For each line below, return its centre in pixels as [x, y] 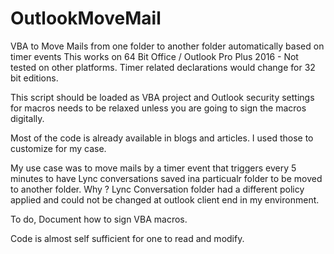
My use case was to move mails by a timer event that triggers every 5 [153, 168]
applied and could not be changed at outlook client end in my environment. [165, 199]
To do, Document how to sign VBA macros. [99, 219]
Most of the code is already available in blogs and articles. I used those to [162, 138]
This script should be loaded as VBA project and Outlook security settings [162, 97]
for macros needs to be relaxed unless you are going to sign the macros [158, 108]
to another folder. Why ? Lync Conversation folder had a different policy [157, 189]
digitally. [27, 118]
